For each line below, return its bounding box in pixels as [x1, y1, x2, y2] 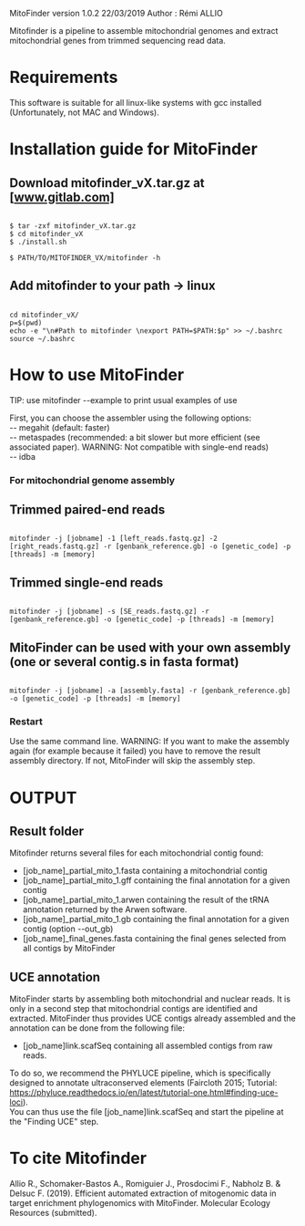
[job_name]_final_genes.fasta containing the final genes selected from [22, 933, 287, 944]
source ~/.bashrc [9, 334, 76, 343]
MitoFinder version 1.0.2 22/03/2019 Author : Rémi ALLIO [9, 8, 223, 18]
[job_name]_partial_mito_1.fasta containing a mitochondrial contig [22, 866, 268, 877]
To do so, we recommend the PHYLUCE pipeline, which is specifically [9, 1067, 271, 1079]
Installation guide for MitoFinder [9, 139, 258, 160]
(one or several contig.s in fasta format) [9, 654, 239, 670]
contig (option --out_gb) [22, 923, 114, 934]
